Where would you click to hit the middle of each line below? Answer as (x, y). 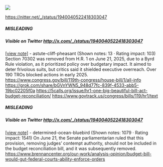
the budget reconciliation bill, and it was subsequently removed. (71, 148)
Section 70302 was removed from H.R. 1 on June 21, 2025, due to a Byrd (80, 59)
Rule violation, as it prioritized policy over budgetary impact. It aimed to (78, 64)
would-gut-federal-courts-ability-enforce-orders (55, 159)
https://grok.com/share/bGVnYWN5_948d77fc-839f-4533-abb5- (72, 85)
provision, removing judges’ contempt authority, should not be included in (81, 143)
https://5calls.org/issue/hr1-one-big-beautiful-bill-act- (92, 91)
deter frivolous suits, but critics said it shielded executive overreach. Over (81, 69)
